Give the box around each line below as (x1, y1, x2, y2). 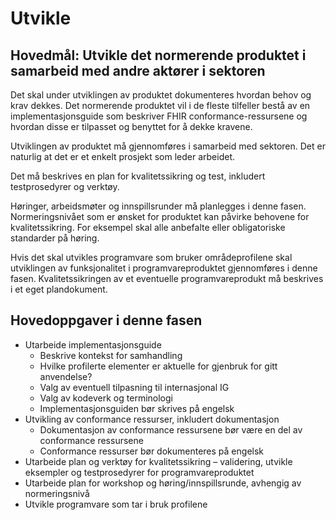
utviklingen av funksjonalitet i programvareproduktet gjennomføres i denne (10, 262, 318, 274)
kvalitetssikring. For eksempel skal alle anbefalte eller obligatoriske (10, 222, 286, 233)
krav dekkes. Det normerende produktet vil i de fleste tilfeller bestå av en (10, 100, 311, 111)
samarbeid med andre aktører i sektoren (10, 62, 266, 79)
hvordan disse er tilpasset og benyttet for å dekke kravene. (10, 121, 253, 132)
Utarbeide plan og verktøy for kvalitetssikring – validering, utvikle (24, 455, 293, 467)
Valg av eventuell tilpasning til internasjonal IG (39, 381, 230, 393)
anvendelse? (39, 370, 93, 382)
